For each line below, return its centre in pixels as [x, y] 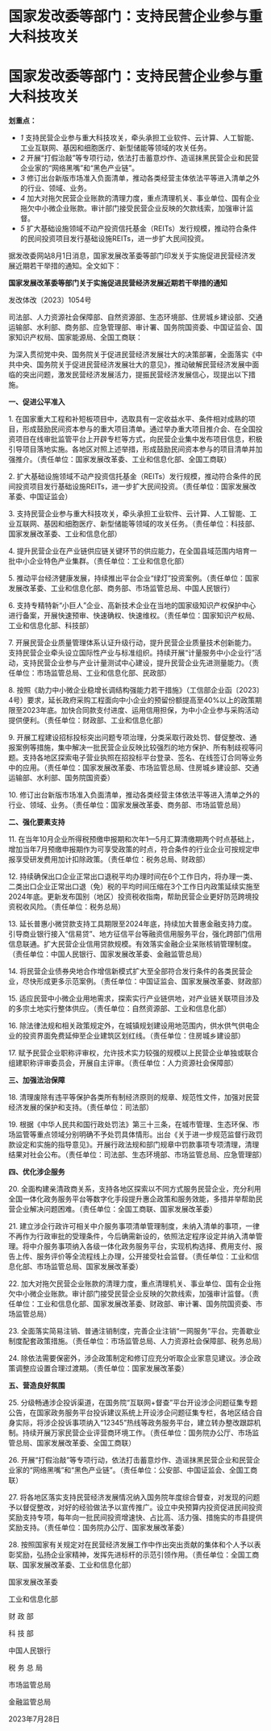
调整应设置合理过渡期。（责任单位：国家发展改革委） [102, 1368]
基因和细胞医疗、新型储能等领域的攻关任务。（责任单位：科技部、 [151, 524]
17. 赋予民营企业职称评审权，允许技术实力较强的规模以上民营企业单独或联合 [133, 1053]
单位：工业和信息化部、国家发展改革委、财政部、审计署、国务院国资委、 [135, 1304]
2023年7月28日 [34, 1719]
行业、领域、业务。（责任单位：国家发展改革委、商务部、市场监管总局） [127, 805]
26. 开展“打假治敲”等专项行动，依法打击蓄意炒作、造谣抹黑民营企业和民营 [131, 1460]
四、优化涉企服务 [37, 1172]
